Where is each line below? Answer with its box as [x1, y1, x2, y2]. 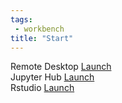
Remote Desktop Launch [10, 61, 112, 73]
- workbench [14, 24, 65, 34]
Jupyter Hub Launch [10, 71, 95, 83]
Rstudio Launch [10, 82, 75, 94]
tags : [10, 14, 33, 25]
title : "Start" [10, 33, 74, 43]
